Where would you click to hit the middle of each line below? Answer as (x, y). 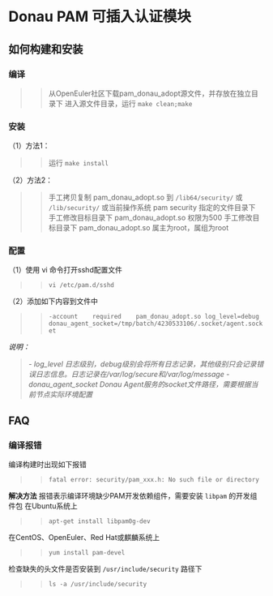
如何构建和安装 (46, 49)
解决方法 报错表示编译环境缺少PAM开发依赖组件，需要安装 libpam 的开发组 (133, 496)
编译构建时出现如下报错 (47, 465)
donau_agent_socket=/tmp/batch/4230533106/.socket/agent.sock (156, 324)
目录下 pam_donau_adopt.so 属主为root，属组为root (142, 228)
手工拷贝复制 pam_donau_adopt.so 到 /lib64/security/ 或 (145, 197)
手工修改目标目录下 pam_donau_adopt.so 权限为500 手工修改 (150, 218)
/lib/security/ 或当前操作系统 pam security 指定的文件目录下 (152, 208)
